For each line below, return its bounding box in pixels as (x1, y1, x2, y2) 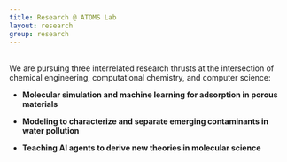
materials (21, 99, 58, 110)
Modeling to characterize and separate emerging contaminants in (21, 116, 268, 127)
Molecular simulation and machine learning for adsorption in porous (21, 89, 278, 100)
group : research (9, 29, 69, 38)
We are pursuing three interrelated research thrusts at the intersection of (9, 63, 275, 73)
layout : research (9, 21, 74, 30)
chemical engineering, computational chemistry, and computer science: (9, 73, 272, 83)
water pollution (21, 126, 80, 136)
